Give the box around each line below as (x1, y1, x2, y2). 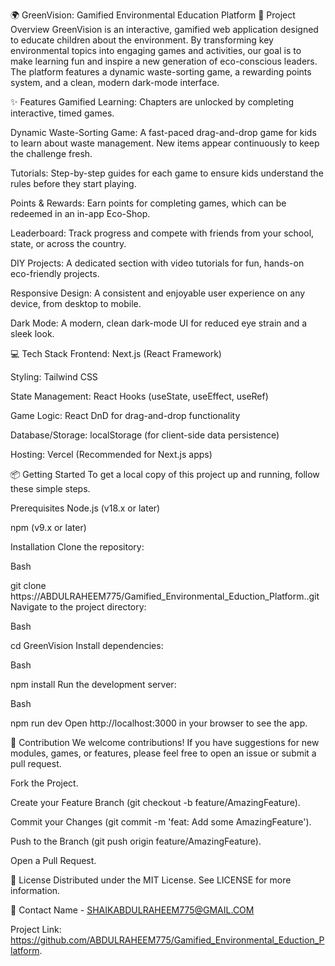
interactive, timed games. (10, 107, 115, 119)
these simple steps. (10, 483, 91, 494)
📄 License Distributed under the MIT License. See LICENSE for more (10, 874, 292, 886)
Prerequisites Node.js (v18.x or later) (10, 502, 161, 514)
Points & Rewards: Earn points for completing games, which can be (10, 197, 287, 209)
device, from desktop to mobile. (10, 298, 142, 309)
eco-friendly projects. (10, 268, 100, 279)
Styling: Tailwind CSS (10, 371, 98, 383)
